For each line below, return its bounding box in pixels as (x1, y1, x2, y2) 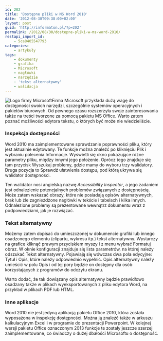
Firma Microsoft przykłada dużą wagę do (52, 97, 134, 103)
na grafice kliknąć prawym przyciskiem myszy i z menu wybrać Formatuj (5, 241, 151, 247)
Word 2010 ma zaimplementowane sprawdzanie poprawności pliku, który (5, 141, 152, 147)
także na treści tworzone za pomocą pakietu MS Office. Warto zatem (5, 113, 144, 119)
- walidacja (14, 84, 38, 89)
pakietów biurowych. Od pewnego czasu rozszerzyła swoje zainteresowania (5, 108, 158, 113)
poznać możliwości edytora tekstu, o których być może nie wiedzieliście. (5, 118, 151, 124)
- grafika (14, 61, 34, 66)
